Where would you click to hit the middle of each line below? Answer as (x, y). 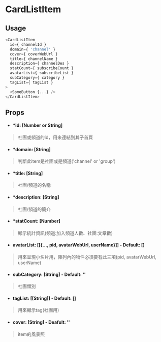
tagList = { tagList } (31, 82)
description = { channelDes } (40, 64)
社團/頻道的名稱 (34, 185)
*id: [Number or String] (38, 125)
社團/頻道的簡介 (34, 209)
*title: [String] (28, 173)
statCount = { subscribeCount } (42, 68)
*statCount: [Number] (36, 221)
